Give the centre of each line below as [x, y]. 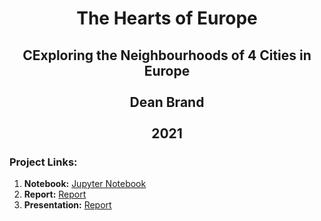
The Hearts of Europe [167, 18]
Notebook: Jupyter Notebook [85, 183]
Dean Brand [167, 102]
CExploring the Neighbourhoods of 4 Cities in [167, 55]
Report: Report [55, 194]
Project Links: [43, 162]
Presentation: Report [67, 204]
